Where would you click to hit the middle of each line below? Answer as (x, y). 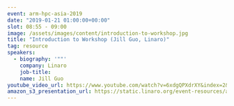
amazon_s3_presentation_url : (49, 91)
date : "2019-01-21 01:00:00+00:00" (59, 20)
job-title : (36, 72)
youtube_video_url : (36, 85)
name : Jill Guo (42, 78)
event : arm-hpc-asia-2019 (45, 14)
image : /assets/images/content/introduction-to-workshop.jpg (98, 33)
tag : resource (28, 46)
